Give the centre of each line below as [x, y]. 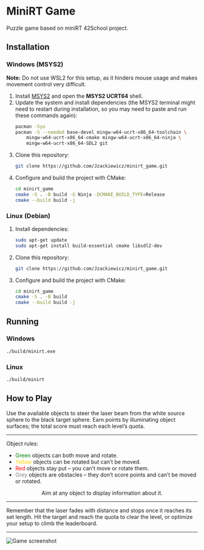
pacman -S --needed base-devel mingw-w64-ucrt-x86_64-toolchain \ [101, 132]
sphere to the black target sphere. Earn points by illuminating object [91, 419]
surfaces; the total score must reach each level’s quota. [76, 426]
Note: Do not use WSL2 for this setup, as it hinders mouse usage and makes [102, 78]
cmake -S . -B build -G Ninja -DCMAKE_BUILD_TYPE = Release [90, 194]
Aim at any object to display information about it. [102, 493]
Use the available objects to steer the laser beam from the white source [96, 413]
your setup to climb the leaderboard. [52, 523]
